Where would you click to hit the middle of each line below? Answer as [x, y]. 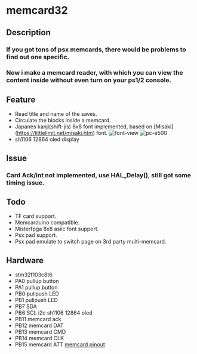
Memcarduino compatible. [47, 223]
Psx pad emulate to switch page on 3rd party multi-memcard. [90, 242]
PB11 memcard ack [38, 319]
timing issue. [25, 183]
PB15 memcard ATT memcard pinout [60, 344]
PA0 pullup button [37, 281]
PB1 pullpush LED [36, 300]
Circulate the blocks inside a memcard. [63, 121]
